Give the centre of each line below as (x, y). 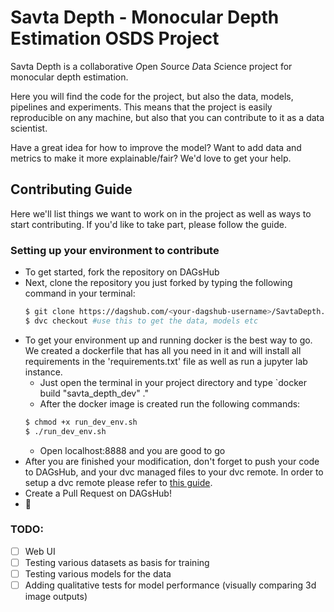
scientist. (29, 128)
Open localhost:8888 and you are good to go (132, 450)
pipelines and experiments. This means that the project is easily (141, 107)
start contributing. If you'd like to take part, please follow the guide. (148, 224)
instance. (43, 372)
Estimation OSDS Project (115, 38)
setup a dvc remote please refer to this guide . (118, 482)
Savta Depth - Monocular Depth (145, 17)
